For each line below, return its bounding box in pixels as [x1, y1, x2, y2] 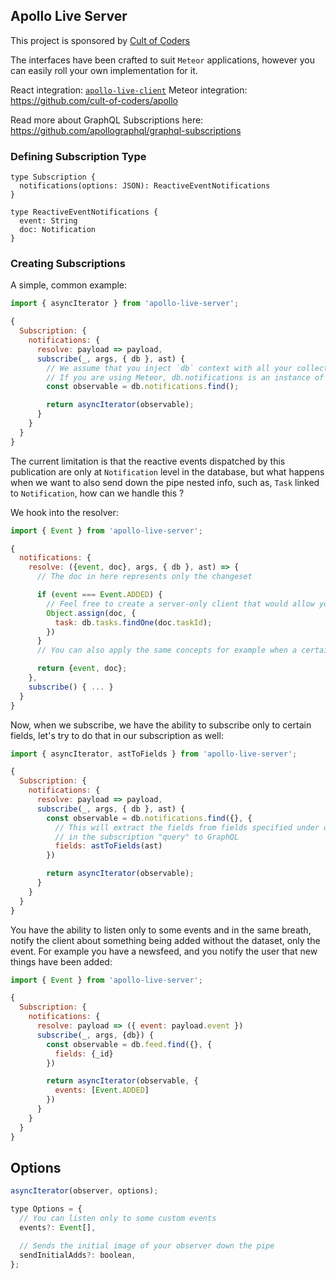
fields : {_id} [54, 1049, 114, 1059]
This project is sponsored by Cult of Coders [10, 34, 191, 46]
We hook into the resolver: [10, 506, 119, 518]
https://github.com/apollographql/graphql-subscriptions [10, 124, 242, 136]
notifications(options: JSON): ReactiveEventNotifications [19, 181, 271, 191]
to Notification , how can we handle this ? [10, 487, 185, 499]
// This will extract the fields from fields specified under [54, 822, 320, 833]
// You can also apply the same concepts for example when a [36, 645, 298, 656]
